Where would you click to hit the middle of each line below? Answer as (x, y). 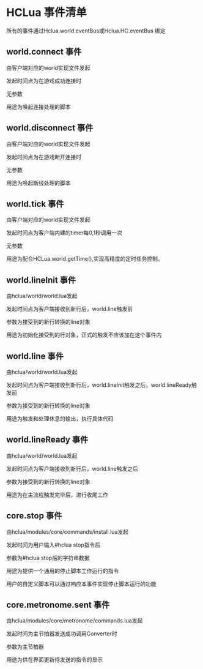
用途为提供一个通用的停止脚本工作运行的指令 (63, 570)
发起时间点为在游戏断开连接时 (44, 157)
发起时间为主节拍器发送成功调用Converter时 (62, 633)
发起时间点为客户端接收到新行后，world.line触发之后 (72, 468)
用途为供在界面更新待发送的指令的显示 (54, 660)
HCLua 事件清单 (46, 13)
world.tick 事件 (35, 204)
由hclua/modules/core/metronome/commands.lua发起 (75, 621)
